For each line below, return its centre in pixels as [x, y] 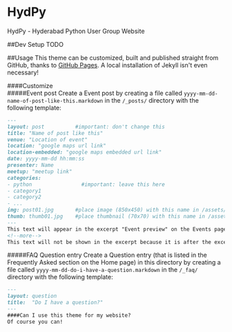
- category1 [24, 191]
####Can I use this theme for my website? [69, 315]
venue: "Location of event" [48, 139]
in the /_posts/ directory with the [152, 100]
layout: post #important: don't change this [86, 127]
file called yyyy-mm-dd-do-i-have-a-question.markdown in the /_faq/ [103, 270]
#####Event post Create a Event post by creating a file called [95, 93]
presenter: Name [30, 165]
